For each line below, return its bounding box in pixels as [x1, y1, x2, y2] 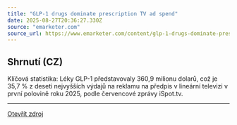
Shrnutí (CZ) [7, 55, 63, 67]
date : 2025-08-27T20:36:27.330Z [7, 17, 102, 24]
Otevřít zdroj [7, 110, 44, 118]
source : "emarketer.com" [7, 23, 80, 30]
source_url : [7, 29, 42, 37]
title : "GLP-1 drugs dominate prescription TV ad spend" [7, 10, 178, 18]
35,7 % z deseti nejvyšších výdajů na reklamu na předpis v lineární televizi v [7, 82, 228, 91]
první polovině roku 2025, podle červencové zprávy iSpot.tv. [7, 89, 183, 98]
